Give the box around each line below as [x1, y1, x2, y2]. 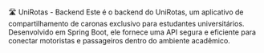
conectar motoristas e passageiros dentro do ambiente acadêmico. [8, 36, 230, 45]
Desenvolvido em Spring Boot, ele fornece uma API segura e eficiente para [8, 27, 257, 37]
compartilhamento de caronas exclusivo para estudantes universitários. [8, 19, 245, 28]
